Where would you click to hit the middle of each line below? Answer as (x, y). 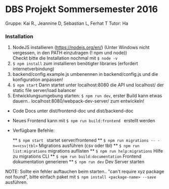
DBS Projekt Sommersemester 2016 (81, 9)
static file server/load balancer (44, 90)
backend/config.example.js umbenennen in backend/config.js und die (85, 74)
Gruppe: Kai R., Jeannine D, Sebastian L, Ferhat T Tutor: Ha (67, 23)
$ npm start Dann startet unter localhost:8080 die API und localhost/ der (88, 85)
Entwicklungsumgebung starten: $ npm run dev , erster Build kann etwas (87, 96)
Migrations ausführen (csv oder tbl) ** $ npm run (89, 146)
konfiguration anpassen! (38, 80)
